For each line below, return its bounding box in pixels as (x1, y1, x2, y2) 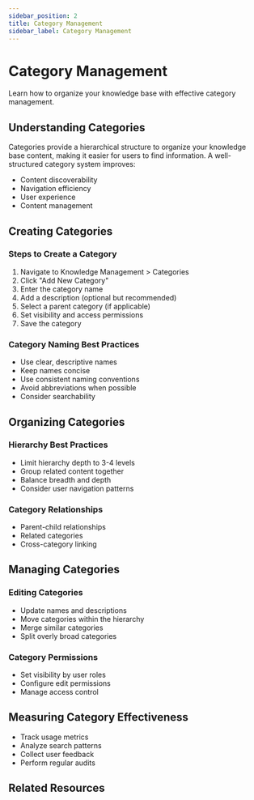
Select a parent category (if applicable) (19, 301, 151, 311)
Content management (19, 201, 93, 211)
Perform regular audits (19, 758, 95, 768)
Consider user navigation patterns (19, 483, 134, 493)
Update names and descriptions (19, 605, 127, 615)
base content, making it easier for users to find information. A (8, 151, 214, 160)
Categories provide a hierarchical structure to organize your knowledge (8, 143, 247, 152)
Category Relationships (8, 504, 104, 515)
